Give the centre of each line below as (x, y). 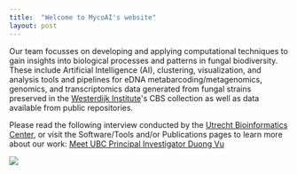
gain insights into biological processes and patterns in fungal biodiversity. (144, 60)
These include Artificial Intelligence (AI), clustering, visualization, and (135, 70)
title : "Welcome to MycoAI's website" (83, 17)
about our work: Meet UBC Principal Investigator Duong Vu (117, 144)
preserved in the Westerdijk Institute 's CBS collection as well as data (134, 98)
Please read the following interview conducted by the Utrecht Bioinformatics (148, 124)
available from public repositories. (71, 107)
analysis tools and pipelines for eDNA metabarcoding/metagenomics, (136, 79)
